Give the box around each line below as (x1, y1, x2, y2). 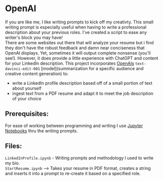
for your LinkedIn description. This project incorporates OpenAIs (5, 60, 134, 66)
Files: (5, 142, 22, 150)
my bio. (5, 160, 20, 166)
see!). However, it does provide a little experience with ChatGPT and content (5, 55, 159, 61)
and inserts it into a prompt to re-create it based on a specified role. (5, 170, 141, 176)
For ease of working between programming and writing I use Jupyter (5, 123, 143, 128)
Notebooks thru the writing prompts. (5, 127, 78, 134)
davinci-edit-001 (5, 66, 40, 71)
